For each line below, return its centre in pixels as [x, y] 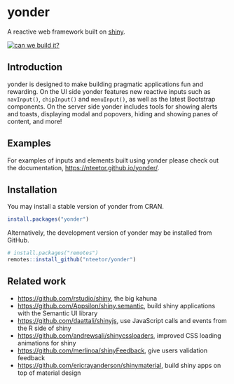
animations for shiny [47, 343]
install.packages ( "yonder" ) [48, 219]
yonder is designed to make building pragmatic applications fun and [105, 84]
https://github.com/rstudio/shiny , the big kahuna [87, 298]
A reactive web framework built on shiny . [66, 32]
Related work [37, 281]
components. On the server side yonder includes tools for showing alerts [112, 107]
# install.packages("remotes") [53, 253]
